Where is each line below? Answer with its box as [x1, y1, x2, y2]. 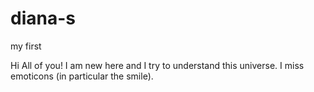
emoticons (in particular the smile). [10, 70, 154, 82]
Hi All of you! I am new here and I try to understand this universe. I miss [10, 59, 305, 71]
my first [10, 40, 42, 52]
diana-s [10, 7, 76, 30]
